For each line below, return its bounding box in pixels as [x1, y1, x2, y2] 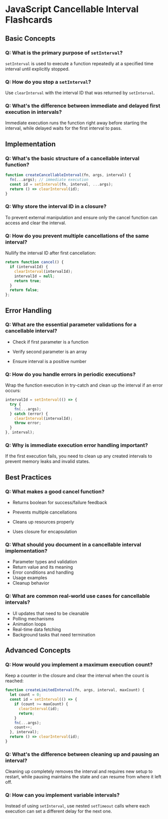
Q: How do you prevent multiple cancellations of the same [5, 232, 149, 239]
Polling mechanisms [12, 615, 54, 621]
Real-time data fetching [12, 626, 61, 632]
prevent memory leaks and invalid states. [5, 458, 90, 464]
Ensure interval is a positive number [12, 358, 87, 364]
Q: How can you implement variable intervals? [5, 791, 120, 798]
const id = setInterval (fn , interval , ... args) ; [10, 182, 113, 187]
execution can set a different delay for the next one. [5, 808, 112, 814]
